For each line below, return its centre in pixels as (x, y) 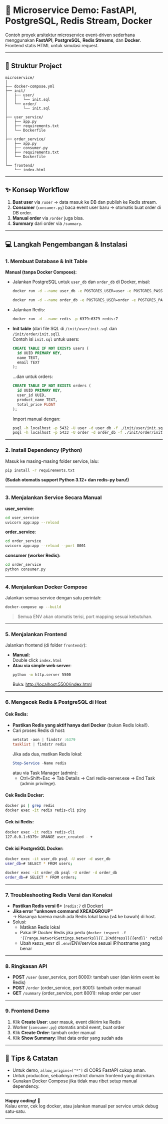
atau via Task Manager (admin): (45, 773)
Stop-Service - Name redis (39, 763)
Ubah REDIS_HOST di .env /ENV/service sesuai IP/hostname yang (85, 943)
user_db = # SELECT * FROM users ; (39, 864)
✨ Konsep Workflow (37, 190)
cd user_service (22, 518)
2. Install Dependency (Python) (44, 450)
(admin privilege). (38, 784)
